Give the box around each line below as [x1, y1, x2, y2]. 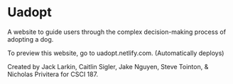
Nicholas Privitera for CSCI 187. [7, 70, 98, 78]
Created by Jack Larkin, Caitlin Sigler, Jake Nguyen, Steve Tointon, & [7, 62, 209, 71]
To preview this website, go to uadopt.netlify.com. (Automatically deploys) [7, 49, 224, 57]
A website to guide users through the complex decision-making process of [7, 28, 226, 36]
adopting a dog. [7, 35, 54, 43]
